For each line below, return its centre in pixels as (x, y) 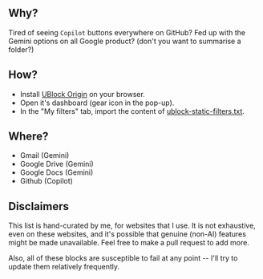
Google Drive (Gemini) (57, 164)
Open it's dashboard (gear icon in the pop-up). (97, 103)
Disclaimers (39, 206)
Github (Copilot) (47, 181)
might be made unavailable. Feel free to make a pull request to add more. (129, 243)
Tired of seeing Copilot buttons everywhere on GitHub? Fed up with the (127, 32)
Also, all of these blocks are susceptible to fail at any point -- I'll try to (123, 258)
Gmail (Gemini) (45, 156)
